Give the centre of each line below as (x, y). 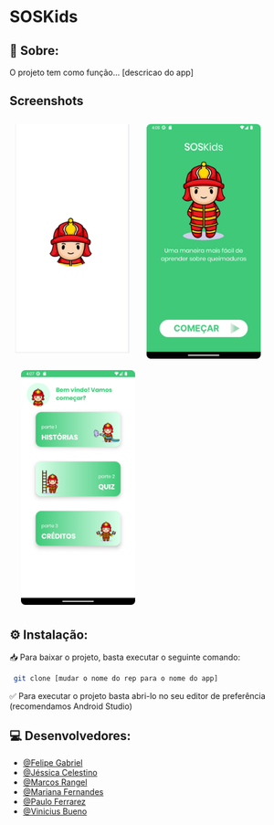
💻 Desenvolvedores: (70, 736)
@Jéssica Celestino (60, 772)
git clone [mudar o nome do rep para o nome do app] (116, 679)
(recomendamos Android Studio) (71, 706)
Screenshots (47, 101)
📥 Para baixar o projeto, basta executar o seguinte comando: (125, 657)
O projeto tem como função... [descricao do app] (101, 72)
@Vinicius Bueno (55, 811)
